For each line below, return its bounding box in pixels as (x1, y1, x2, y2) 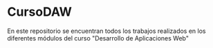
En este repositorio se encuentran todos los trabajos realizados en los (7, 27, 206, 35)
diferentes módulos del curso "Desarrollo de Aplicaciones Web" (7, 34, 189, 42)
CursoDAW (7, 4, 73, 20)
